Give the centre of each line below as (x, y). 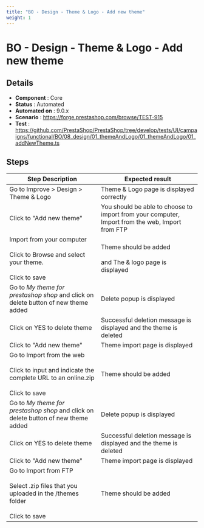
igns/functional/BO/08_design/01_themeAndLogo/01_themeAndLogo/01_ (105, 136)
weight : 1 (19, 18)
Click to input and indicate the (52, 370)
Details (20, 83)
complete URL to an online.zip (52, 378)
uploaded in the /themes (44, 493)
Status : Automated (39, 104)
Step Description (52, 179)
